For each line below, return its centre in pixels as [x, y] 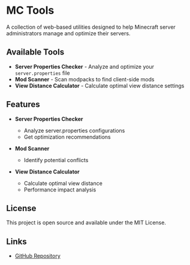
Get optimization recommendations [67, 137]
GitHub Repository [38, 256]
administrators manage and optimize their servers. [68, 33]
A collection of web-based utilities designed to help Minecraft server [91, 27]
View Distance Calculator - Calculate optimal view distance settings [99, 86]
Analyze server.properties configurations [74, 130]
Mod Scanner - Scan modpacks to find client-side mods [85, 79]
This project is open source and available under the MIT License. [86, 223]
